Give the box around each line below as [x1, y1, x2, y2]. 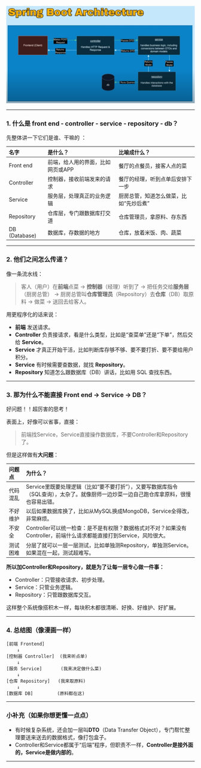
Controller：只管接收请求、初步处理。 [14, 576, 108, 584]
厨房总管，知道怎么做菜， [118, 192, 182, 199]
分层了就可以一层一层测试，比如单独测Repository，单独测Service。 [26, 541, 192, 549]
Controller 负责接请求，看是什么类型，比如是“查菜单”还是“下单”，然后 [14, 331, 188, 338]
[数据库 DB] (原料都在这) [6, 691, 85, 697]
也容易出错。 [26, 498, 58, 505]
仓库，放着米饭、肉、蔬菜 [118, 229, 182, 236]
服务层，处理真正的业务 [47, 192, 106, 199]
